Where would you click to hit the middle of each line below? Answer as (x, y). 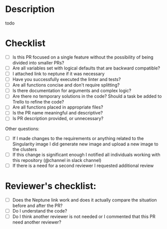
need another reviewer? (37, 222)
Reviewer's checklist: (51, 186)
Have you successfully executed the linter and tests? (67, 79)
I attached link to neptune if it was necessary (58, 74)
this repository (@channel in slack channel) (57, 160)
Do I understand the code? (40, 210)
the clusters (25, 149)
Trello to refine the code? (38, 102)
